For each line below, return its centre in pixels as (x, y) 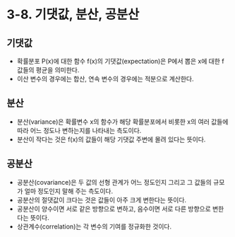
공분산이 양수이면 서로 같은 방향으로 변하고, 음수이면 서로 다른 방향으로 (114, 209)
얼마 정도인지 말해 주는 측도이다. (69, 191)
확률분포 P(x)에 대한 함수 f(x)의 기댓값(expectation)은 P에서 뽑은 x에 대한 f (120, 61)
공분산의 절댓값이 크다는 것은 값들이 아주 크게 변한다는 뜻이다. (102, 200)
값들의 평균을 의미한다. (48, 70)
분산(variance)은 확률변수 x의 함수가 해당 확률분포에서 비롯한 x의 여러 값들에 (122, 122)
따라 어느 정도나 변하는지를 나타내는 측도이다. (79, 130)
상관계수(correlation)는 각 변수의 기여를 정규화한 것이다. (94, 226)
